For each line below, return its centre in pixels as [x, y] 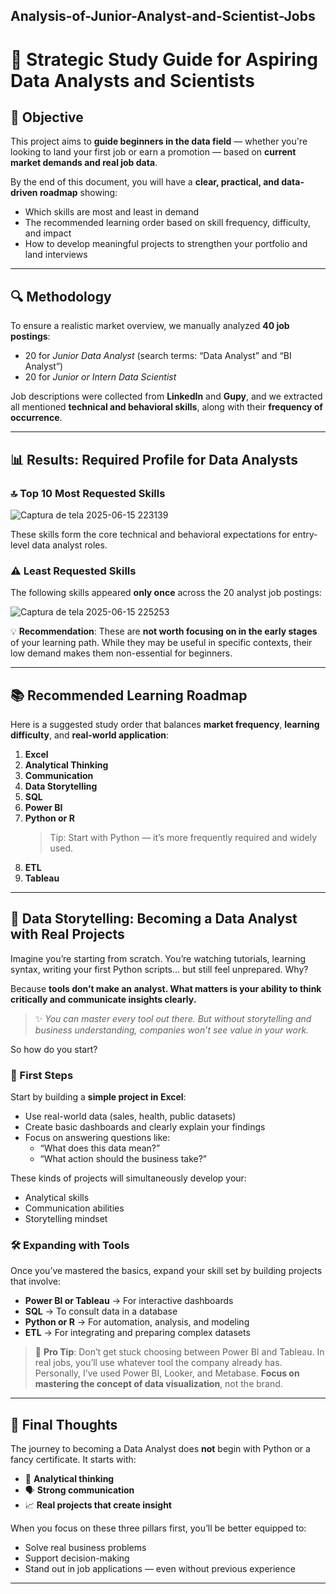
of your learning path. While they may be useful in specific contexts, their [161, 643]
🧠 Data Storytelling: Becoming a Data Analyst [154, 919]
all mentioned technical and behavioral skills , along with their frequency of [166, 407]
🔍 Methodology [61, 296]
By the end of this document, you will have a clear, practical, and [145, 182]
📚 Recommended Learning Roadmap [129, 695]
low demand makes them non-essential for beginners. [121, 653]
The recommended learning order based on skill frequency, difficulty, [168, 223]
